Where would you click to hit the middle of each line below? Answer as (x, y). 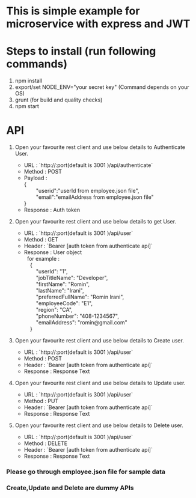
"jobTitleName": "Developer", (72, 278)
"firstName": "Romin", (63, 284)
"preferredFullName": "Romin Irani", (80, 297)
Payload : (35, 178)
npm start (27, 106)
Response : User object (53, 252)
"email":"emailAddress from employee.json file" (95, 197)
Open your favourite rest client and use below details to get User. (95, 222)
